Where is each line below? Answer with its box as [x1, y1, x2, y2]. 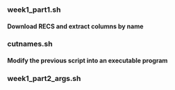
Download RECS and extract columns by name [7, 22, 144, 30]
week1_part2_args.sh [7, 73, 81, 83]
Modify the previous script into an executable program [7, 57, 168, 65]
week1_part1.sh [7, 5, 61, 15]
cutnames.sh [7, 39, 53, 49]
